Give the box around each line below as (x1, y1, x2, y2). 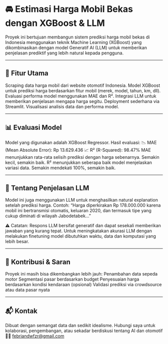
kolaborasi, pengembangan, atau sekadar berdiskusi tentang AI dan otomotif (5, 328, 163, 334)
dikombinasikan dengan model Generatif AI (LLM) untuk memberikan (5, 44, 147, 50)
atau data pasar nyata (5, 287, 50, 293)
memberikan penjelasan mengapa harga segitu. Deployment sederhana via (5, 98, 160, 104)
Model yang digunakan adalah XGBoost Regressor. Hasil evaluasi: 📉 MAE (5, 139, 157, 145)
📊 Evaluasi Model (5, 123, 62, 132)
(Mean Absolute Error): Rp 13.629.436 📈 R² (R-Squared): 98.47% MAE (5, 147, 151, 153)
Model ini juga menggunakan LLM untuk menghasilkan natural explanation (5, 197, 158, 203)
